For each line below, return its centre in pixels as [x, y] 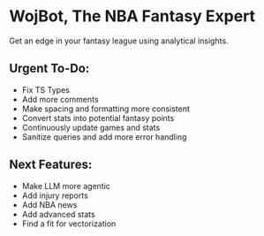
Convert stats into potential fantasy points [98, 118]
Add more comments [60, 99]
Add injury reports [55, 195]
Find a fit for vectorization [69, 224]
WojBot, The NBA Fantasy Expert [132, 16]
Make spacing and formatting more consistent [106, 109]
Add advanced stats [58, 214]
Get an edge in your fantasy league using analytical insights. [119, 41]
